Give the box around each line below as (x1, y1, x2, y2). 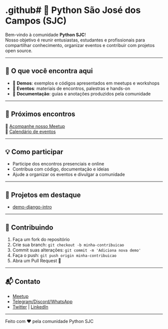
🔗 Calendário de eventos (5, 128, 56, 134)
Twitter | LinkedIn (12, 303, 48, 309)
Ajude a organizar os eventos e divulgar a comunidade (12, 171, 125, 177)
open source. (5, 47, 32, 53)
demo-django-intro (12, 204, 52, 210)
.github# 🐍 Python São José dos (5, 4, 141, 16)
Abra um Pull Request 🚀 (12, 257, 61, 263)
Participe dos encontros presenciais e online (12, 161, 104, 167)
